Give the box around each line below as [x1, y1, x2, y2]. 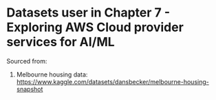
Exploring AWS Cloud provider [6, 19, 184, 35]
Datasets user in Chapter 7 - [6, 5, 171, 21]
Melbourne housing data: [16, 70, 88, 79]
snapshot [16, 85, 43, 93]
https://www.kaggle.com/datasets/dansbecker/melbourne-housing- [16, 77, 209, 86]
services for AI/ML [6, 34, 115, 50]
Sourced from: [6, 57, 47, 65]
